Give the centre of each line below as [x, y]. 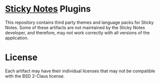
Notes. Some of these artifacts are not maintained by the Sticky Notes [75, 27]
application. [17, 38]
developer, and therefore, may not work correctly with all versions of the [77, 33]
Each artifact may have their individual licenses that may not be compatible [80, 71]
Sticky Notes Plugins [48, 9]
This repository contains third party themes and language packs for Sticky [80, 22]
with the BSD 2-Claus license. [35, 76]
